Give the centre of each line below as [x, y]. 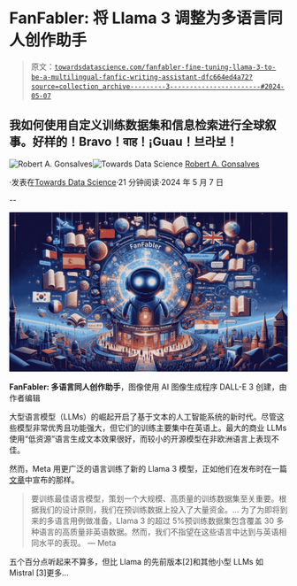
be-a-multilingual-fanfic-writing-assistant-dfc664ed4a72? [142, 77]
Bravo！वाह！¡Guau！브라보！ [158, 142]
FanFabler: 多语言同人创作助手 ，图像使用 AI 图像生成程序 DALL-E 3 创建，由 [148, 387]
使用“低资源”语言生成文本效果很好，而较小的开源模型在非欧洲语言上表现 [141, 438]
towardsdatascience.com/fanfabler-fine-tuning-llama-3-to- [165, 67]
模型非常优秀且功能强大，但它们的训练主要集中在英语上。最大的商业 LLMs [152, 428]
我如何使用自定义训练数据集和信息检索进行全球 [137, 125]
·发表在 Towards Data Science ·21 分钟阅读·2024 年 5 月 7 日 [116, 181]
